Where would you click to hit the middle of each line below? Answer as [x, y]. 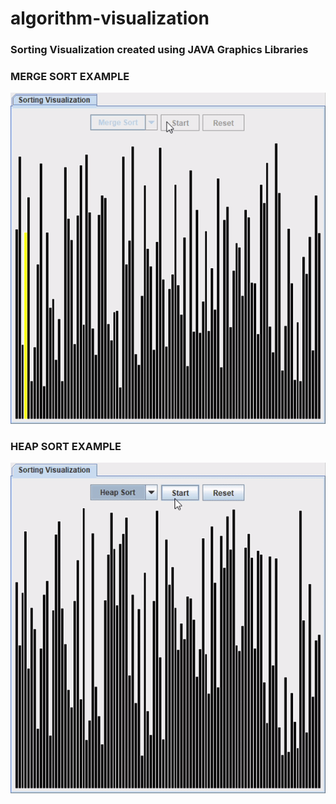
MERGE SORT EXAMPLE [70, 77]
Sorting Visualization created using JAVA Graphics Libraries [159, 50]
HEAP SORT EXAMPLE [66, 446]
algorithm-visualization [110, 18]
